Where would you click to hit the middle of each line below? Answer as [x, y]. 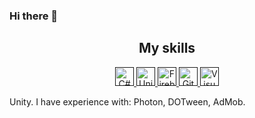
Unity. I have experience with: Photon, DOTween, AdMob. [127, 101]
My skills [167, 48]
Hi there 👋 [34, 16]
